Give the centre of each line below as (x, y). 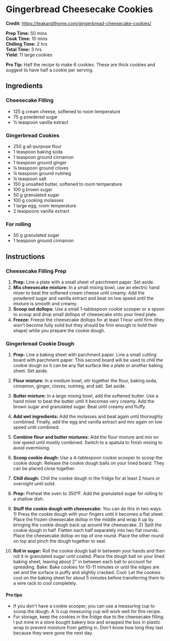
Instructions (25, 256)
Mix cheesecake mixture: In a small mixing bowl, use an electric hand (86, 287)
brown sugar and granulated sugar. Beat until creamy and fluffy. (79, 407)
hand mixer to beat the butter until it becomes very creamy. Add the (84, 401)
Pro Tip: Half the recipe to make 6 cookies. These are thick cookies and (81, 64)
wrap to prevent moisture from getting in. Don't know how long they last (88, 628)
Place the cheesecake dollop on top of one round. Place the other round (88, 536)
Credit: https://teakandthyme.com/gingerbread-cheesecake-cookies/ (78, 23)
